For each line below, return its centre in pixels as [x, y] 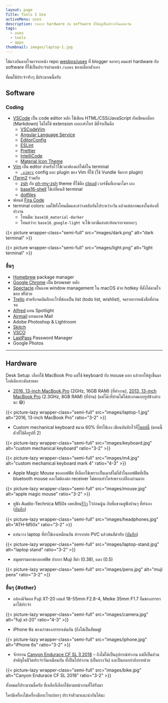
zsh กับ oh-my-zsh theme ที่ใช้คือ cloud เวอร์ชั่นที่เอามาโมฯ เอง [78, 184]
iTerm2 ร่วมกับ [26, 178]
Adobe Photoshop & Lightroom [44, 321]
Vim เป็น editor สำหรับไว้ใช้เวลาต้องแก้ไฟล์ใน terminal [61, 167]
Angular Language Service [48, 135]
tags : [11, 29]
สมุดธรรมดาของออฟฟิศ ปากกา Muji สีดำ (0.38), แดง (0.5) [63, 559]
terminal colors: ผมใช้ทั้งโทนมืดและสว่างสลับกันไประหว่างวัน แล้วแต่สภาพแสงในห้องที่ [86, 206]
